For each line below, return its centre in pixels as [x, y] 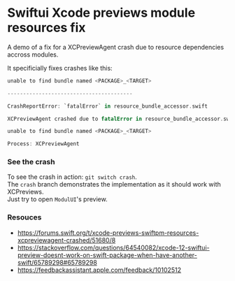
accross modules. [33, 55]
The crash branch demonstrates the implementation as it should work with [114, 185]
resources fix [47, 28]
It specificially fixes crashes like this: [60, 68]
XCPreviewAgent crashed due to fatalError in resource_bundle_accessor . [115, 119]
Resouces [24, 217]
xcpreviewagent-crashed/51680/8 [66, 240]
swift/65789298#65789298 [57, 262]
